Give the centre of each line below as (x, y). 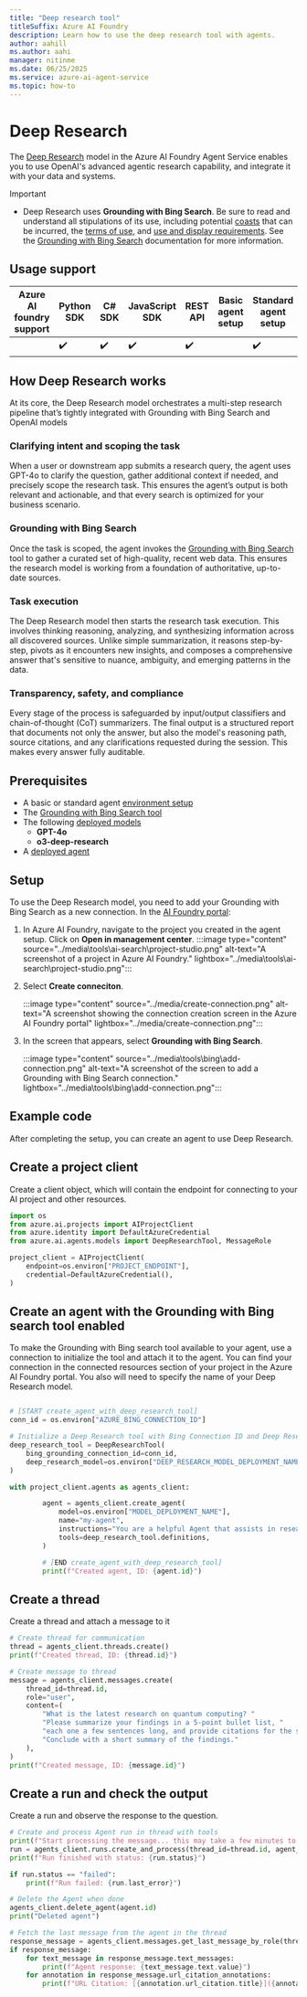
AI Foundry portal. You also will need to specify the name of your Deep (143, 1377)
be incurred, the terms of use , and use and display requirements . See (153, 230)
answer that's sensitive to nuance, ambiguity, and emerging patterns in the (150, 660)
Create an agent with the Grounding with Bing (142, 1312)
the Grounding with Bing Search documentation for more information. (153, 240)
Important (28, 194)
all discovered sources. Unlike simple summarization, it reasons (129, 641)
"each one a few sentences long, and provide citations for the (167, 1731)
